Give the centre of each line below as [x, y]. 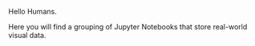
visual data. [27, 35]
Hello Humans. [33, 11]
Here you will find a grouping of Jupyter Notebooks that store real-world [128, 27]
